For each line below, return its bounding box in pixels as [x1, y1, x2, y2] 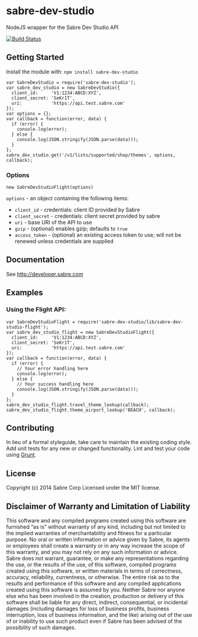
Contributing [6, 423, 54, 433]
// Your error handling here [17, 365, 89, 371]
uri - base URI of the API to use [14, 219, 93, 226]
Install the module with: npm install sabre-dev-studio [6, 68, 138, 75]
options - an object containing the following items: [6, 195, 129, 202]
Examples [6, 288, 43, 298]
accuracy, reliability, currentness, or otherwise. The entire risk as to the [6, 573, 180, 581]
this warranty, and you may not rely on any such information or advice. [6, 548, 178, 555]
